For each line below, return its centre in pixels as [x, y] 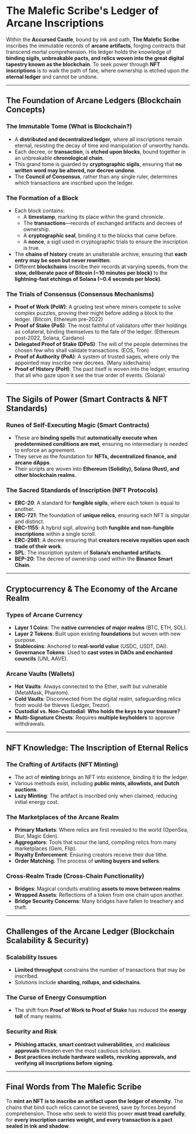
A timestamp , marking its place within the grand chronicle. [94, 217]
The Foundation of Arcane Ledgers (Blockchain [94, 101]
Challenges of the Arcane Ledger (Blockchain [90, 931]
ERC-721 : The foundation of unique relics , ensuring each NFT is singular [102, 516]
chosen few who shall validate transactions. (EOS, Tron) [82, 350]
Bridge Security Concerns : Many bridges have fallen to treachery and [99, 901]
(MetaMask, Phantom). [42, 693]
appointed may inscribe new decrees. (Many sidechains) [83, 363]
